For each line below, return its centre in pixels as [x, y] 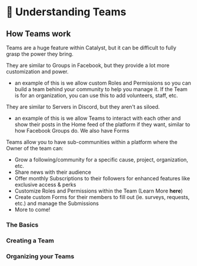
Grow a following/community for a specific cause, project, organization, [101, 160]
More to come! [32, 210]
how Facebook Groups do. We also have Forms [72, 131]
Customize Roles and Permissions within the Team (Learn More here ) [99, 191]
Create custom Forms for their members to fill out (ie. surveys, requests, [102, 197]
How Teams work [39, 34]
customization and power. [37, 72]
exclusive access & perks [45, 185]
